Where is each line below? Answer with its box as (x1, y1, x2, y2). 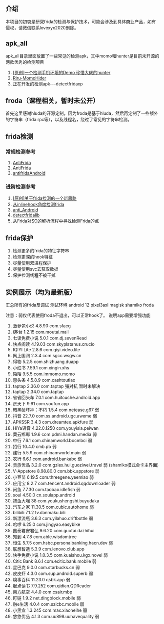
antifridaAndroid (12, 170, 46, 176)
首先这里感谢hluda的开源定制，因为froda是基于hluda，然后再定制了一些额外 (5, 110, 158, 116)
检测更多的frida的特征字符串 (12, 248, 70, 254)
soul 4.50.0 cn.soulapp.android (12, 492, 75, 498)
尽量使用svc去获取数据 (12, 266, 59, 272)
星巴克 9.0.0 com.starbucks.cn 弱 (12, 565, 80, 571)
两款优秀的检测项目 (5, 59, 44, 65)
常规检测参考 (5, 148, 36, 155)
